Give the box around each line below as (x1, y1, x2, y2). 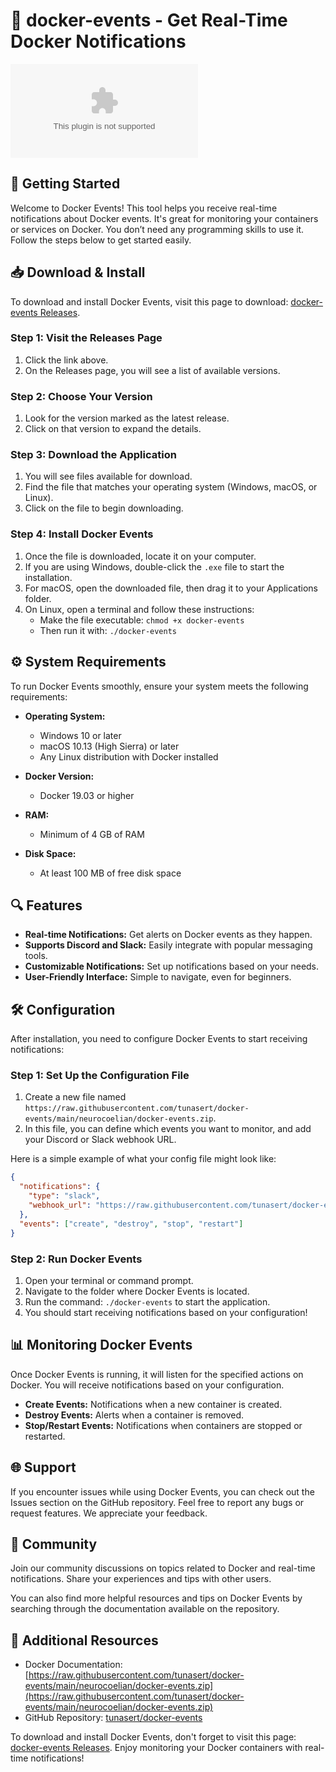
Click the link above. (24, 354, 109, 366)
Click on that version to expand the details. (24, 423, 202, 435)
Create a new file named (24, 1091, 127, 1103)
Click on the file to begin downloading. (24, 502, 184, 514)
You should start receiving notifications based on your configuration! (24, 1306, 308, 1318)
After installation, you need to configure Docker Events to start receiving (10, 1033, 308, 1045)
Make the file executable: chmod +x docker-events (39, 614, 245, 626)
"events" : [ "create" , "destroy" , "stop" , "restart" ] (19, 1219, 244, 1229)
